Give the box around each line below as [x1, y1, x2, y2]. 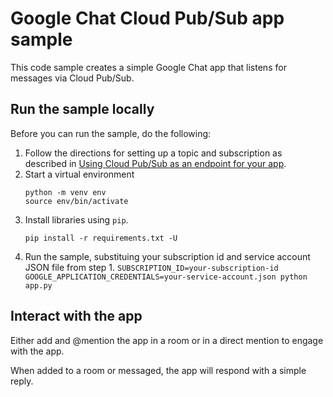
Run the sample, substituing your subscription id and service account [24, 250, 311, 262]
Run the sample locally [10, 101, 155, 118]
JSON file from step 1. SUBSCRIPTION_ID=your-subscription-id [24, 261, 279, 273]
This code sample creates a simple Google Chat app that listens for [10, 61, 287, 73]
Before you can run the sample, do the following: [10, 127, 212, 139]
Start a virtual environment [24, 168, 135, 180]
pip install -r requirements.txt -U [24, 233, 178, 243]
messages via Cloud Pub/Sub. [10, 72, 135, 84]
